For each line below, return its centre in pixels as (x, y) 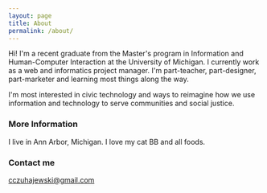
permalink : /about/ (41, 31)
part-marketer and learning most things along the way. (99, 79)
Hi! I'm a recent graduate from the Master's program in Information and (126, 54)
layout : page (30, 16)
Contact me (32, 162)
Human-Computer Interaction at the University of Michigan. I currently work (134, 62)
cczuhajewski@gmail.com (51, 180)
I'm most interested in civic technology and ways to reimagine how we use (132, 95)
